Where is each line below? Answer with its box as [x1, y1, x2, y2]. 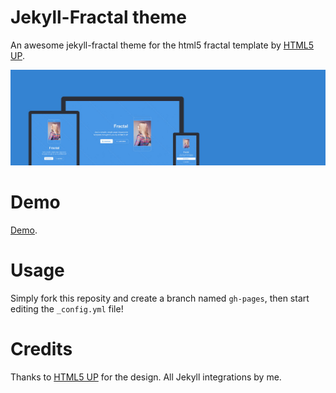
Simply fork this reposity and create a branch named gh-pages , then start [10, 292, 310, 304]
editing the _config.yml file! [10, 302, 124, 315]
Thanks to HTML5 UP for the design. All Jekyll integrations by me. [10, 371, 282, 383]
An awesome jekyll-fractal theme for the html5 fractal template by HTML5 [10, 39, 315, 51]
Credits [10, 338, 73, 361]
